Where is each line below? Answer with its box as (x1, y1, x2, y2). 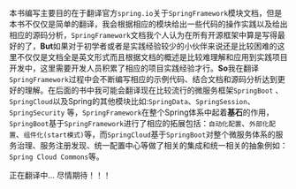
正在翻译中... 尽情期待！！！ (9, 170, 112, 180)
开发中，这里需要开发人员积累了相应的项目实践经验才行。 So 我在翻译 (9, 63, 259, 73)
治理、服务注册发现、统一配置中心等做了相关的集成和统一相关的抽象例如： (16, 140, 288, 150)
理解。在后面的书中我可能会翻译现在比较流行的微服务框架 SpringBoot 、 (24, 85, 284, 95)
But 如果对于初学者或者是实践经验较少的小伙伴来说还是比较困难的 (40, 41, 278, 51)
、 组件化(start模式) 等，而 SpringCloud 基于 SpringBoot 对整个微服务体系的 (15, 129, 276, 140)
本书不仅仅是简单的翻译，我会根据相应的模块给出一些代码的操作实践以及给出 (9, 19, 288, 29)
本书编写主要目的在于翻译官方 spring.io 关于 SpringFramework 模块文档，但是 (9, 8, 283, 18)
